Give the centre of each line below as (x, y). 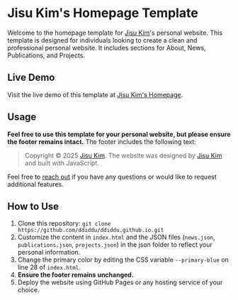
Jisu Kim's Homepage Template (103, 13)
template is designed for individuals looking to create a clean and (102, 40)
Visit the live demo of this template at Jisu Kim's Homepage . (95, 94)
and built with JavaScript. (62, 163)
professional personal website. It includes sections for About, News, (107, 48)
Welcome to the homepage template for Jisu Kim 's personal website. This (115, 33)
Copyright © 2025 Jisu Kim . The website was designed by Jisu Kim (123, 155)
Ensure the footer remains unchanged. (76, 275)
